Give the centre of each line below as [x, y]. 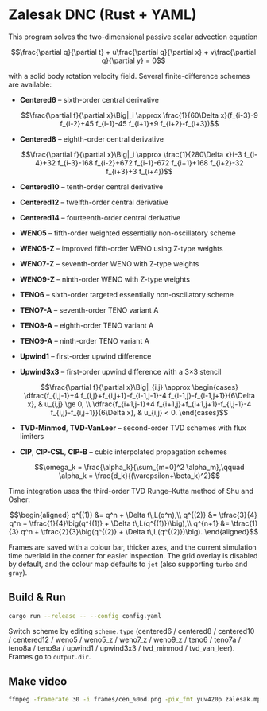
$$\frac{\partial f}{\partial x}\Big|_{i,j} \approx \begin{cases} [139, 387]
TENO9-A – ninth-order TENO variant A [84, 340]
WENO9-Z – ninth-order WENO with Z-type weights [105, 279]
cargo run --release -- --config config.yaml [85, 616]
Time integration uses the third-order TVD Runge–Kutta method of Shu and [131, 491]
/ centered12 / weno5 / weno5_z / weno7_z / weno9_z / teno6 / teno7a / [124, 639]
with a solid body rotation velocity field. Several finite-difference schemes [129, 76]
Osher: [19, 499]
